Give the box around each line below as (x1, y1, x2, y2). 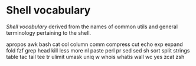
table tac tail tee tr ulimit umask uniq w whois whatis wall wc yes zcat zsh (6, 53, 185, 60)
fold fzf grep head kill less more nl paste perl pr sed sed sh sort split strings (6, 47, 190, 54)
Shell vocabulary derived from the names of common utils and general (6, 23, 178, 30)
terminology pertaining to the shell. (6, 29, 92, 36)
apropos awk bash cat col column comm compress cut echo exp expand (6, 41, 183, 48)
